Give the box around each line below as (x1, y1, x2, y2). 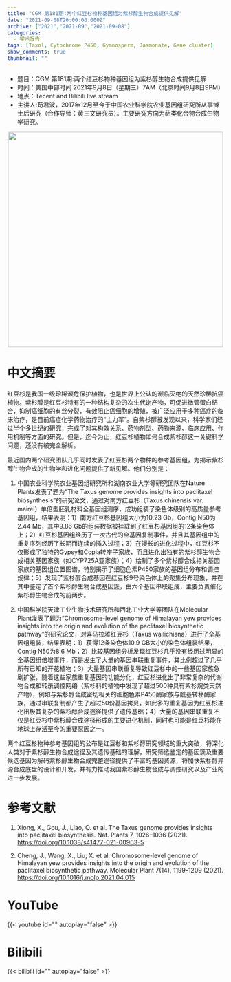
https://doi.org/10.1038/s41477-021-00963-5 (16, 837, 144, 846)
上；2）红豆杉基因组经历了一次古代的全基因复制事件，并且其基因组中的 (16, 531, 220, 539)
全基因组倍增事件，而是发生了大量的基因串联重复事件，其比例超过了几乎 (16, 655, 222, 664)
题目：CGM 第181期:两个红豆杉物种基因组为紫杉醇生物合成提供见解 (16, 74, 207, 83)
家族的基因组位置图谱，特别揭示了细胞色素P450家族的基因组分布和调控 (16, 565, 219, 573)
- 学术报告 (13, 36, 41, 43)
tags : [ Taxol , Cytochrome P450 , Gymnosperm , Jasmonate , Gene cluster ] (7, 42, 214, 49)
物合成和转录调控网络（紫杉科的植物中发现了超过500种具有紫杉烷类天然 (16, 681, 221, 690)
